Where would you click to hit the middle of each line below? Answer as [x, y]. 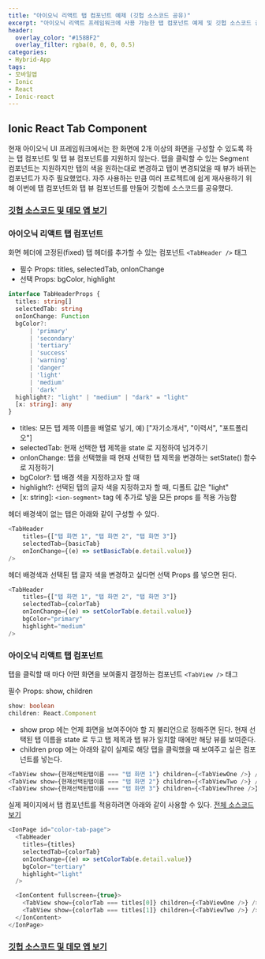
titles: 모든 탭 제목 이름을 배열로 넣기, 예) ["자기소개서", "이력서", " [121, 428]
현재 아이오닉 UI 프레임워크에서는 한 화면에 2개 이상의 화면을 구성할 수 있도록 [126, 149]
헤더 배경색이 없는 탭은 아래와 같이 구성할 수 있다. [84, 514]
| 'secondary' [52, 338]
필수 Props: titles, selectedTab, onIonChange [92, 269]
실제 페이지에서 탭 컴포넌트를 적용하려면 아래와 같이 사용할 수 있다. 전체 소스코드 [131, 805]
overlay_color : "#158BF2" [58, 38]
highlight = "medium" [54, 626]
